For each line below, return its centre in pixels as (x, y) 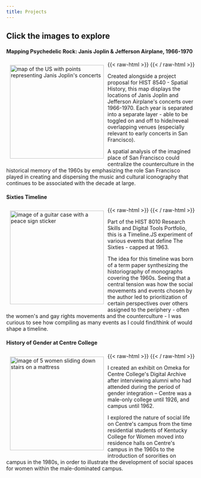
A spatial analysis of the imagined (149, 152)
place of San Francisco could (144, 158)
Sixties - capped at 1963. (138, 247)
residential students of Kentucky (148, 430)
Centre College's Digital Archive (147, 374)
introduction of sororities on (142, 455)
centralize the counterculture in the (151, 164)
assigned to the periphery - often (148, 310)
